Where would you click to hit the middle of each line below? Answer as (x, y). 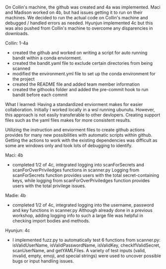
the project (23, 79)
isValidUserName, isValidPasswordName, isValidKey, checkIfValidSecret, (86, 245)
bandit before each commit (40, 95)
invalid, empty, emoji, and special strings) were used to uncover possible (86, 256)
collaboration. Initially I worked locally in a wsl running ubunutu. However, (80, 109)
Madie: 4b (16, 195)
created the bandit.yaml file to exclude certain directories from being (82, 63)
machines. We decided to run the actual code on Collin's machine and (77, 18)
